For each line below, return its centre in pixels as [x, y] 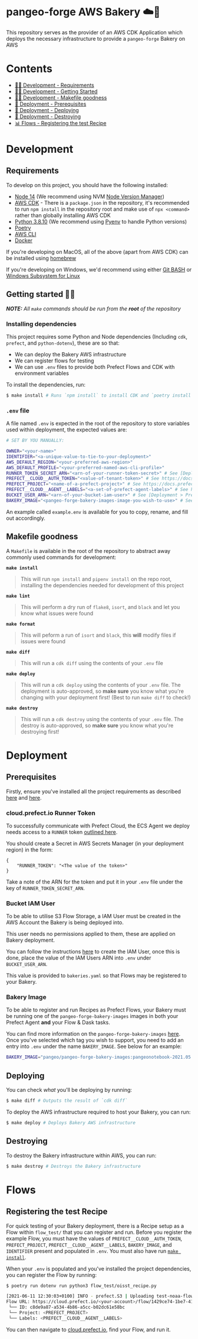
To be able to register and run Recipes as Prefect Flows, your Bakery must [96, 1010]
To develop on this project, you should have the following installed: [87, 185]
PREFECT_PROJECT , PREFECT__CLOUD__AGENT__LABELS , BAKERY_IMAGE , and [89, 1245]
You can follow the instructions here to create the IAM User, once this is [93, 952]
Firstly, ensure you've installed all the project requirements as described [94, 791]
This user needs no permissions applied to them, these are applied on [91, 934]
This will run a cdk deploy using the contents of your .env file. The [100, 685]
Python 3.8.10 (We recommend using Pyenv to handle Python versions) [101, 221]
